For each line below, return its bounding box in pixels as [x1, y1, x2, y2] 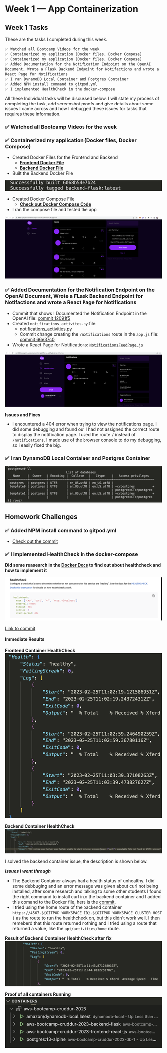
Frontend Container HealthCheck [5, 647, 76, 653]
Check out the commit [12, 538, 58, 544]
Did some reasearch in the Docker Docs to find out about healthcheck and [5, 562, 161, 568]
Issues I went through [5, 868, 51, 874]
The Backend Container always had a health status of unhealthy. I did [12, 878, 155, 884]
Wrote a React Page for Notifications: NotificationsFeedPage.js [12, 342, 143, 348]
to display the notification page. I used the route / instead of [12, 431, 136, 437]
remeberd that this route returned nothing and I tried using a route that [12, 920, 157, 926]
